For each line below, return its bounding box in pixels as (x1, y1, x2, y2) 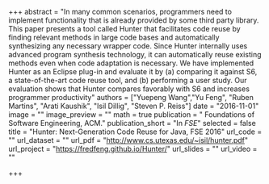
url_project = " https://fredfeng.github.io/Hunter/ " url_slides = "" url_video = (8, 144, 258, 153)
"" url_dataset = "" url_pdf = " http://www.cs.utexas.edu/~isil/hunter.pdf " (8, 136, 249, 144)
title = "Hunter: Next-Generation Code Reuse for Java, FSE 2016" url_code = (8, 127, 263, 136)
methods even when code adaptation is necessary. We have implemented (8, 58, 254, 68)
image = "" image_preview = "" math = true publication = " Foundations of (8, 110, 255, 119)
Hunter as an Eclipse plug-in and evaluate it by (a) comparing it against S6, (8, 67, 258, 76)
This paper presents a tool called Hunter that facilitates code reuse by (8, 24, 241, 33)
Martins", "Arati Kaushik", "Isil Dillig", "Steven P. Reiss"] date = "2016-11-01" (8, 101, 259, 111)
